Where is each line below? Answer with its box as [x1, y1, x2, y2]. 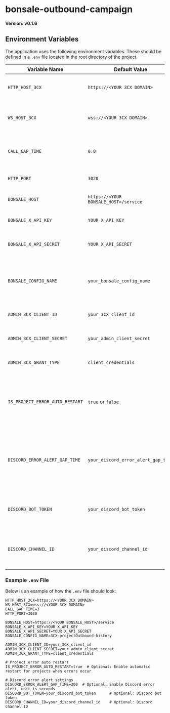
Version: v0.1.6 [5, 20, 37, 26]
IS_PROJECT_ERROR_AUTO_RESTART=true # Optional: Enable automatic [5, 664, 151, 669]
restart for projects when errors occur [5, 669, 92, 674]
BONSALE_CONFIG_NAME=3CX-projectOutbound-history [5, 634, 112, 639]
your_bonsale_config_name [88, 278, 150, 284]
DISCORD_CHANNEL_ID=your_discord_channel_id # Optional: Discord [5, 700, 153, 705]
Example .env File [5, 576, 49, 583]
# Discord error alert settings [5, 678, 73, 683]
